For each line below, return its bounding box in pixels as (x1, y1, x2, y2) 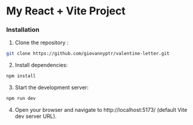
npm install (6, 73, 36, 79)
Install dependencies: (14, 62, 68, 69)
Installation (6, 26, 40, 34)
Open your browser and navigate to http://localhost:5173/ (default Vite (14, 106, 188, 114)
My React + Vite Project (6, 4, 125, 18)
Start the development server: (14, 84, 89, 91)
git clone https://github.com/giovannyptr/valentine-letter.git (6, 51, 170, 57)
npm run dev (6, 96, 36, 102)
